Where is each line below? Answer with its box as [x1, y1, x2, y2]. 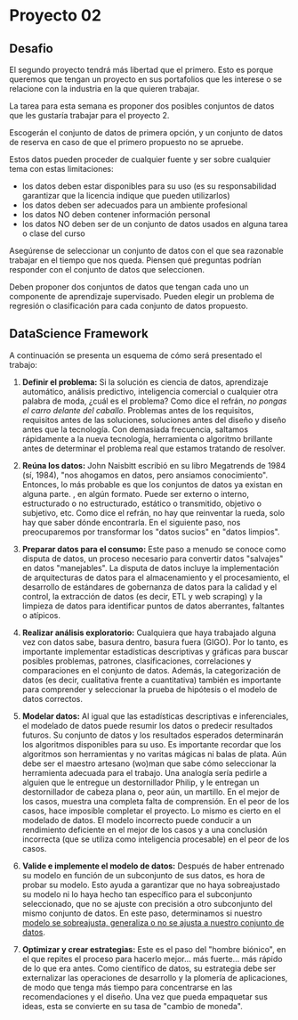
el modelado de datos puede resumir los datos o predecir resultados [21, 720, 273, 730]
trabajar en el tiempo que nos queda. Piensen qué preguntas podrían [9, 255, 262, 265]
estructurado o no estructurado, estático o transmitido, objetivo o [21, 498, 262, 509]
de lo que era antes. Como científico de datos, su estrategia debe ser [21, 963, 277, 974]
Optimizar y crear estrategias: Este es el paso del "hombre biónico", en [21, 943, 286, 954]
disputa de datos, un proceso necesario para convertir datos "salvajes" [21, 553, 284, 564]
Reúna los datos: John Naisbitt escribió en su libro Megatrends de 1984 [21, 460, 286, 470]
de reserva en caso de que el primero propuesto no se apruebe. [9, 137, 245, 147]
